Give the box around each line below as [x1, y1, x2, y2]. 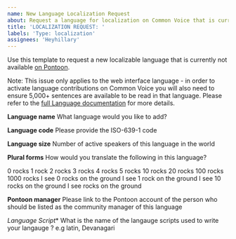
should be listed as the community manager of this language [7, 203, 183, 211]
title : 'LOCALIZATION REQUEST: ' [7, 23, 105, 30]
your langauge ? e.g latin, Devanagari [7, 224, 115, 232]
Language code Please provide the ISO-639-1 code [7, 126, 157, 135]
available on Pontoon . [7, 63, 70, 71]
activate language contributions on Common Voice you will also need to [7, 84, 215, 93]
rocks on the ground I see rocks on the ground [7, 182, 142, 190]
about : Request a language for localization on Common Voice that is [7, 17, 216, 24]
